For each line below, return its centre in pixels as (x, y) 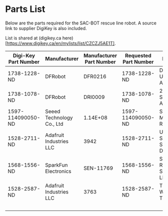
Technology (59, 117)
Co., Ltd (54, 124)
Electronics (58, 171)
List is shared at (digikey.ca (33, 38)
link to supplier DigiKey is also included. (46, 28)
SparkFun (56, 165)
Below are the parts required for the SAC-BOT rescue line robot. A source (81, 23)
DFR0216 (95, 76)
